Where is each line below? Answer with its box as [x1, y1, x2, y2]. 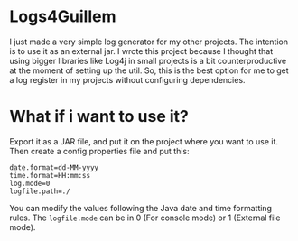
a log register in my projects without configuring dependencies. [9, 74, 246, 85]
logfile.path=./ [9, 187, 70, 196]
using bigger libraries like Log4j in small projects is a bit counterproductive [9, 55, 287, 66]
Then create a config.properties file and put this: [9, 145, 190, 156]
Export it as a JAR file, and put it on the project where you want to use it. [9, 135, 278, 146]
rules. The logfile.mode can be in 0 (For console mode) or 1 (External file [9, 212, 281, 223]
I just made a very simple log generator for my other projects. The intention [9, 36, 289, 47]
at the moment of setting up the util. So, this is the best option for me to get [9, 65, 289, 76]
